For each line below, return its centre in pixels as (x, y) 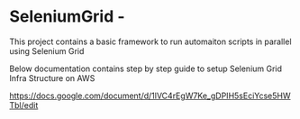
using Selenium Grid (47, 50)
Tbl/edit (24, 105)
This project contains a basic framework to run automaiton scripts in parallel (150, 41)
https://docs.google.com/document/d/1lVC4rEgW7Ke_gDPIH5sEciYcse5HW (150, 96)
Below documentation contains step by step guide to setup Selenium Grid (145, 69)
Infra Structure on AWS (52, 78)
